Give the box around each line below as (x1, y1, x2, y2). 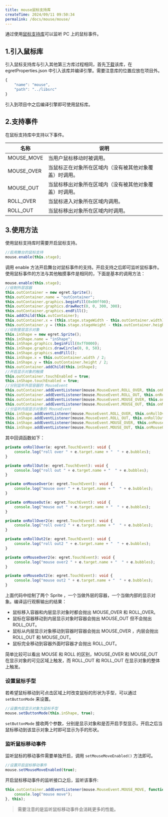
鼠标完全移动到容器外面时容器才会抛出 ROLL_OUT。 (12, 641, 120, 647)
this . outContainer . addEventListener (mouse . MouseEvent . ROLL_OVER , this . (5, 388, 157, 393)
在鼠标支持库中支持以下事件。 (5, 131, 66, 138)
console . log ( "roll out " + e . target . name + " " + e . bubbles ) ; (14, 468, 149, 473)
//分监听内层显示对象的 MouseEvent (5, 406, 71, 412)
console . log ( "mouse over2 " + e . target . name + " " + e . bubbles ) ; (14, 559, 155, 564)
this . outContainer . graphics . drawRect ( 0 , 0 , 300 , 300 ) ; (5, 304, 122, 309)
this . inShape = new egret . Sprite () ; (5, 332, 81, 337)
